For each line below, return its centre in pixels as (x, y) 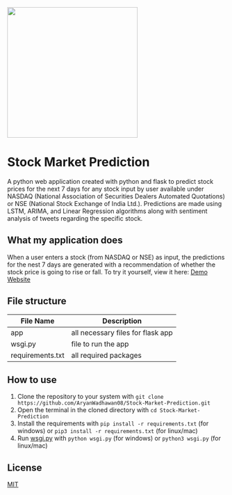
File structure (37, 301)
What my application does (65, 241)
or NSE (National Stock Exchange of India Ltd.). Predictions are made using (115, 203)
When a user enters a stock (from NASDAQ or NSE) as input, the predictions (116, 257)
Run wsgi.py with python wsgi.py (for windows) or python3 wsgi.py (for (119, 439)
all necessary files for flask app (122, 332)
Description (122, 321)
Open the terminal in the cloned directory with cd (87, 410)
